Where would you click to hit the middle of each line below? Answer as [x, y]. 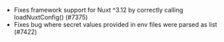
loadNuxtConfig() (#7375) [51, 17]
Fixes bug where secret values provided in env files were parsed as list [115, 24]
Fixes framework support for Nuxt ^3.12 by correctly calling [98, 10]
